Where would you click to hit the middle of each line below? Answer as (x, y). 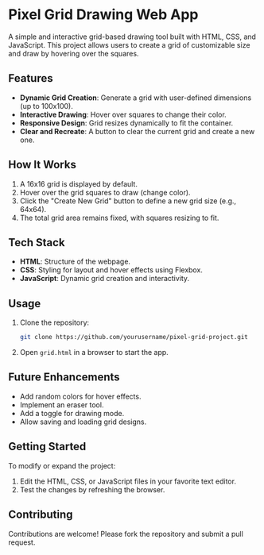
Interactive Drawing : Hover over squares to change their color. (123, 114)
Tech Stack (37, 243)
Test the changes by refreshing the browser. (92, 489)
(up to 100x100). (46, 106)
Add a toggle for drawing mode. (72, 413)
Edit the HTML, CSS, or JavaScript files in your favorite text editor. (128, 481)
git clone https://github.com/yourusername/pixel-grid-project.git (134, 337)
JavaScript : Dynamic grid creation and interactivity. (104, 279)
